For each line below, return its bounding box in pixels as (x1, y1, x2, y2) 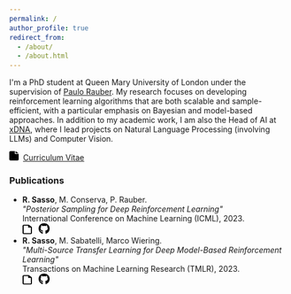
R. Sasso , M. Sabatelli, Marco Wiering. (21, 236, 162, 246)
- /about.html (17, 51, 69, 61)
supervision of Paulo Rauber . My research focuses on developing (9, 87, 248, 97)
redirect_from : (9, 33, 65, 42)
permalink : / (9, 14, 57, 23)
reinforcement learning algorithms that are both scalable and (9, 96, 230, 106)
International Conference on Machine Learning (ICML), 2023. (21, 213, 245, 224)
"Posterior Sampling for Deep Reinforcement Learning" (21, 204, 224, 214)
